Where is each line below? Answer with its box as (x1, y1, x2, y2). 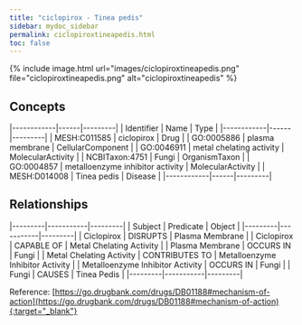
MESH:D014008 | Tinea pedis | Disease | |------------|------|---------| (9, 171, 273, 181)
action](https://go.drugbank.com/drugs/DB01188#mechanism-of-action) (9, 295, 279, 307)
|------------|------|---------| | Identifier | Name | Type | (9, 123, 219, 134)
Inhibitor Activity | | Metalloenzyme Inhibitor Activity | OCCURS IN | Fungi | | (9, 259, 291, 270)
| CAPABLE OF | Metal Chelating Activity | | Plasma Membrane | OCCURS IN (9, 240, 291, 251)
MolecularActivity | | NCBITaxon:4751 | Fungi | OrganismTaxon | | (9, 152, 250, 162)
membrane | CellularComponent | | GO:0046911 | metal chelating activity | (9, 142, 285, 153)
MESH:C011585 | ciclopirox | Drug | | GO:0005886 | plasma (53, 133, 275, 144)
